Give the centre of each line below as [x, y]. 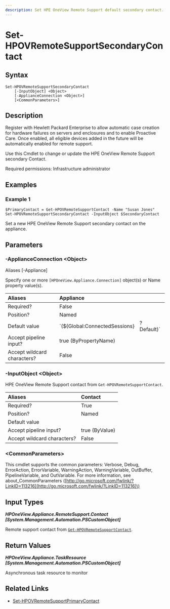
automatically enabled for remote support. [49, 144]
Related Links [27, 588]
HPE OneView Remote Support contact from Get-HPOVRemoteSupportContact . [84, 385]
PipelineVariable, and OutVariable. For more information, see [68, 475]
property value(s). [24, 285]
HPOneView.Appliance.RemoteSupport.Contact [57, 514]
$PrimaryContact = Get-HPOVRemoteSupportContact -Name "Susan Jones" [80, 210]
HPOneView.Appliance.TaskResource [46, 558]
